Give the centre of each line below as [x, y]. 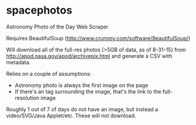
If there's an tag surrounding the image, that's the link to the [88, 91]
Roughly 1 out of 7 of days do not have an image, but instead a [82, 109]
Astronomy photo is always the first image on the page [81, 85]
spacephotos [39, 10]
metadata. [18, 62]
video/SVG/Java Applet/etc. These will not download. [71, 116]
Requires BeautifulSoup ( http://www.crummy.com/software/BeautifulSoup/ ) [98, 38]
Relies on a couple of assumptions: [49, 73]
